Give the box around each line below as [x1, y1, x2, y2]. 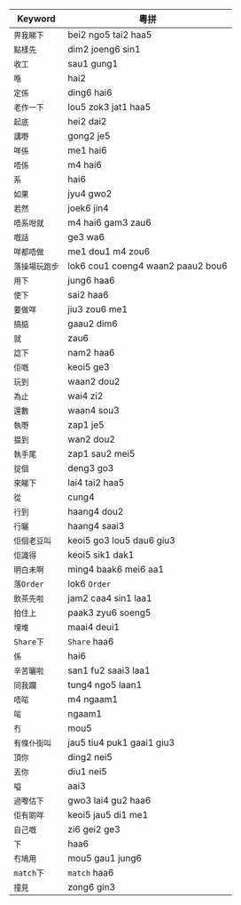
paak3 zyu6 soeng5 [67, 606, 152, 619]
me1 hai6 [67, 144, 108, 156]
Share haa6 [67, 636, 114, 647]
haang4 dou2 [67, 506, 124, 517]
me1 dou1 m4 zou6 [67, 245, 151, 257]
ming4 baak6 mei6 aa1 [67, 564, 164, 575]
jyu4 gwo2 [67, 188, 113, 199]
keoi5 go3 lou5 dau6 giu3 [67, 534, 175, 546]
